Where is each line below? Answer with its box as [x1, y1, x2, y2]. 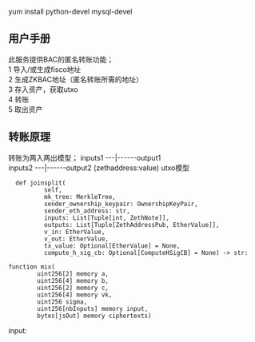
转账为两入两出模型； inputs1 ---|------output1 [8, 153, 161, 162]
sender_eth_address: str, [43, 207, 130, 215]
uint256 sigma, [37, 297, 88, 306]
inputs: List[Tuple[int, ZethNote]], [43, 213, 170, 222]
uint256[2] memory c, [37, 284, 110, 292]
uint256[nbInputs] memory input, [37, 304, 149, 312]
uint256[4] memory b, [37, 276, 110, 284]
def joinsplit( [15, 179, 66, 187]
